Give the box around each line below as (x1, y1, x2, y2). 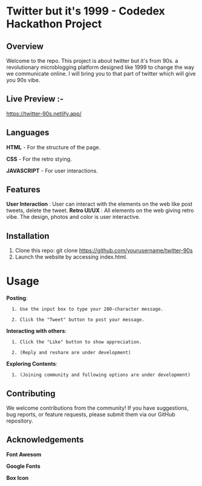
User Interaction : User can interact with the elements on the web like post (6, 201, 193, 208)
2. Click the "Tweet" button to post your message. (11, 317, 145, 323)
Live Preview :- (6, 94, 64, 104)
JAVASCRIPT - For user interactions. (6, 167, 99, 174)
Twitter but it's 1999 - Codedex (6, 4, 165, 18)
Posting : (6, 294, 28, 302)
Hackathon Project (6, 17, 102, 31)
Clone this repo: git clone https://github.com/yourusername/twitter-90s (15, 247, 193, 254)
